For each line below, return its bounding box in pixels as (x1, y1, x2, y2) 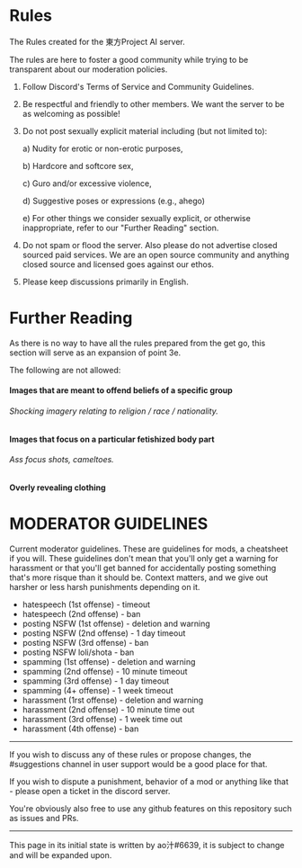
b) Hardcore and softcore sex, (22, 160, 134, 171)
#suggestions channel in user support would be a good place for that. (9, 758, 268, 769)
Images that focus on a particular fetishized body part (9, 434, 215, 444)
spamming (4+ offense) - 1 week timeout (22, 685, 173, 695)
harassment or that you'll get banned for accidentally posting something (9, 562, 277, 573)
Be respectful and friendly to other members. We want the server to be (22, 98, 285, 109)
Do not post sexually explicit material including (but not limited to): (22, 125, 268, 136)
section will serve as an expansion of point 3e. (9, 347, 182, 358)
